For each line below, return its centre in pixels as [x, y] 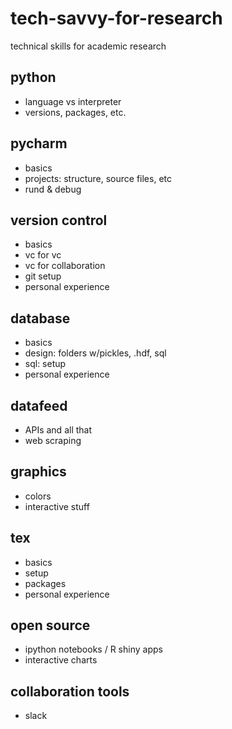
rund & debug [53, 189]
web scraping [53, 440]
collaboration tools [70, 691]
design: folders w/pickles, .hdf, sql [95, 353]
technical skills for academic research [88, 46]
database [40, 318]
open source [50, 625]
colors [38, 496]
